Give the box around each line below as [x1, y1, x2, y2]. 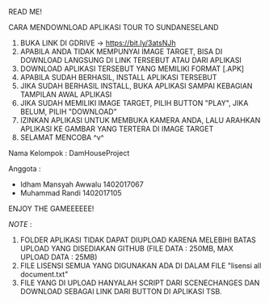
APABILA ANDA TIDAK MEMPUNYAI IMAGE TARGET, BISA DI [19, 47, 223, 56]
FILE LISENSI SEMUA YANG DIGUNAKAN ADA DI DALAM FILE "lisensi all [19, 261, 262, 270]
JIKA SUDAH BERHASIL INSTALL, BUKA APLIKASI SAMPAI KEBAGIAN [19, 81, 253, 90]
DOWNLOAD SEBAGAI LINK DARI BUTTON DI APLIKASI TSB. [19, 287, 222, 296]
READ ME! [8, 7, 43, 16]
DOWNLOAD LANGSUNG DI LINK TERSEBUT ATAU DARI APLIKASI [19, 56, 242, 65]
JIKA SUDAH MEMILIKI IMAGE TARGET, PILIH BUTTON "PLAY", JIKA [19, 99, 249, 107]
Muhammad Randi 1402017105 [19, 188, 123, 197]
